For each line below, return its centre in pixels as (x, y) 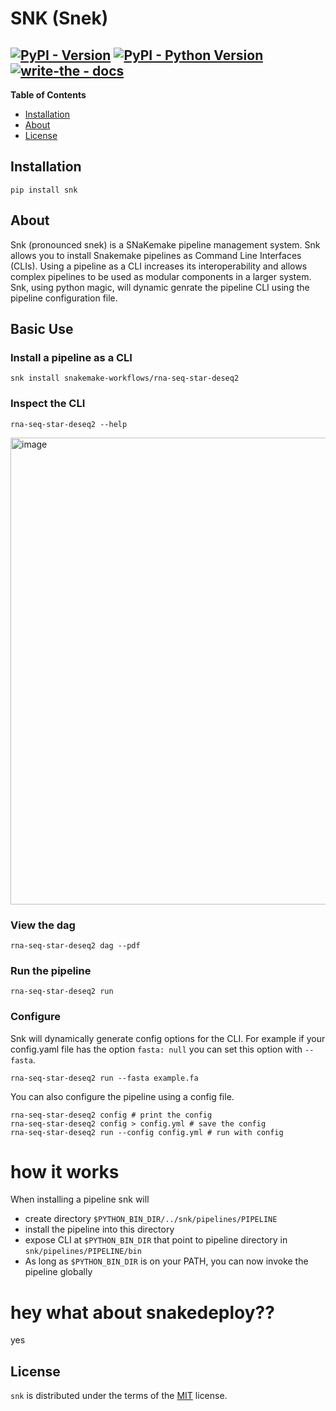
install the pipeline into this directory (99, 1229)
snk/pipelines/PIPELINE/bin (83, 1252)
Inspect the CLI (48, 404)
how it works (65, 1171)
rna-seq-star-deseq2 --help (69, 424)
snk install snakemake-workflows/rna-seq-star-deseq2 (125, 378)
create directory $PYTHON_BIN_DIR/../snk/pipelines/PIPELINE (151, 1219)
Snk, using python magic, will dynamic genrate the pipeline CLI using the (160, 287)
